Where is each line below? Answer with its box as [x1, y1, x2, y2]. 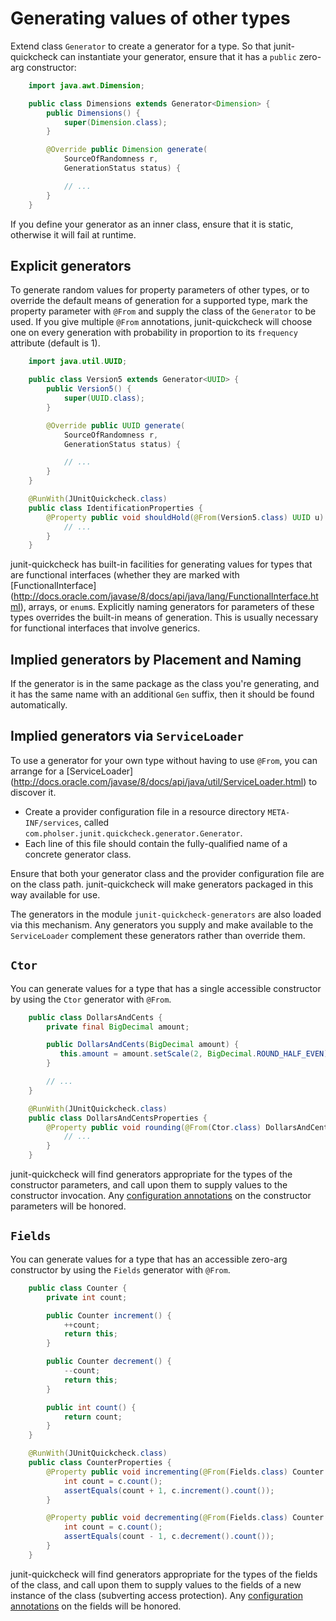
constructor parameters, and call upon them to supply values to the [10, 1179, 288, 1191]
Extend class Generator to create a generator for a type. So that [10, 40, 272, 52]
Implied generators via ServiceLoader [10, 728, 244, 745]
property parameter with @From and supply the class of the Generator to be [10, 305, 317, 317]
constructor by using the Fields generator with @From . [10, 1263, 231, 1276]
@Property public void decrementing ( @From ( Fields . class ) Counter [46, 1513, 325, 1523]
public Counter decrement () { [46, 1357, 172, 1367]
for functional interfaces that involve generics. [10, 622, 201, 634]
